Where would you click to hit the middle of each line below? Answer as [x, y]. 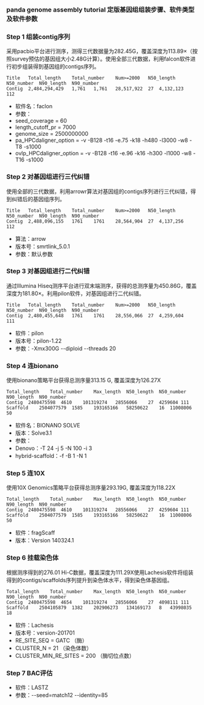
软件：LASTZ [32, 687]
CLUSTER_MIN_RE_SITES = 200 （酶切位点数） [75, 655]
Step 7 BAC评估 [30, 673]
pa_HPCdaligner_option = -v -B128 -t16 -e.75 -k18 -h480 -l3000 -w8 [101, 140]
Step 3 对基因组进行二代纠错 [48, 271]
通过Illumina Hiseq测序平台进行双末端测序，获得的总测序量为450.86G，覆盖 [101, 286]
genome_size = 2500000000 [52, 134]
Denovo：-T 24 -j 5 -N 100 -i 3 [54, 448]
